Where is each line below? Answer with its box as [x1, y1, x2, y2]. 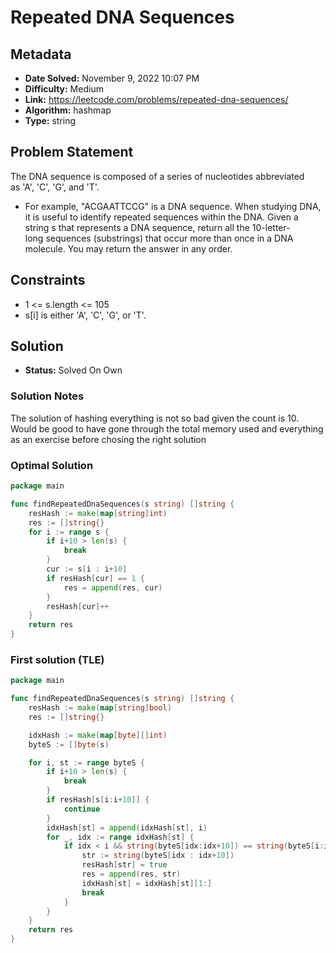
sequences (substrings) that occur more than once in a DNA [45, 232, 294, 244]
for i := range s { [28, 527, 110, 537]
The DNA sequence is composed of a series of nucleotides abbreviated [10, 170, 305, 182]
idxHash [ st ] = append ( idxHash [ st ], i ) [46, 822, 208, 833]
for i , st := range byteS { [28, 757, 145, 768]
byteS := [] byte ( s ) [28, 739, 110, 750]
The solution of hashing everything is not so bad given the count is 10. [10, 412, 300, 424]
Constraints [10, 272, 86, 289]
